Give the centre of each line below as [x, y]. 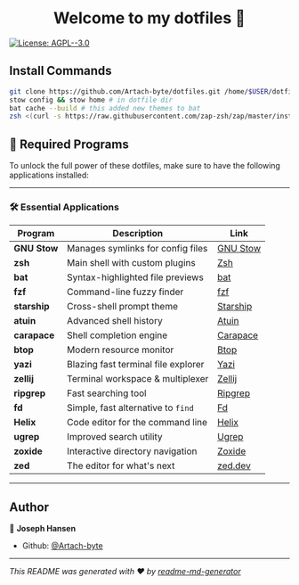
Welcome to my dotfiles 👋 [149, 18]
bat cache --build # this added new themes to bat [105, 108]
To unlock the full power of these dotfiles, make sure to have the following [145, 166]
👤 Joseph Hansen [43, 529]
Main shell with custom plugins [131, 263]
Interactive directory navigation [132, 451]
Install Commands [61, 71]
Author [29, 507]
